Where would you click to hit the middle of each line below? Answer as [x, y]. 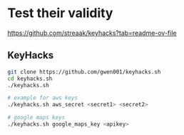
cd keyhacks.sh [30, 79]
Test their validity [60, 13]
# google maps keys [36, 118]
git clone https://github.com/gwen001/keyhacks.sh [84, 72]
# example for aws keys [43, 98]
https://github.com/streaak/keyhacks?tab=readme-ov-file [92, 33]
